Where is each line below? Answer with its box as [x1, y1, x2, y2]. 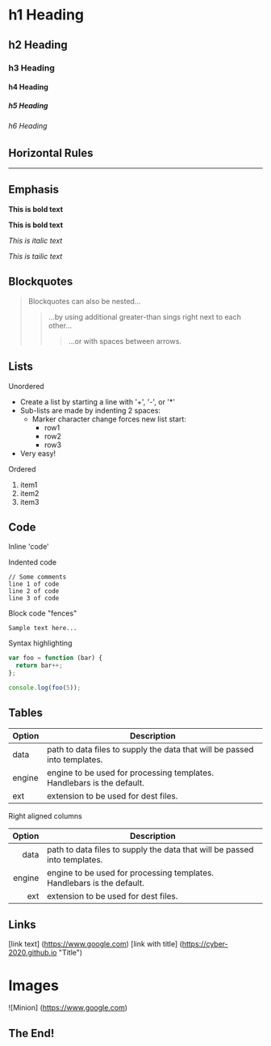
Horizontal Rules [8, 146, 94, 159]
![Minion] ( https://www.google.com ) [8, 1003, 127, 1013]
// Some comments [8, 573, 67, 582]
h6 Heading [8, 121, 48, 131]
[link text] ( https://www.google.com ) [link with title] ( [8, 939, 183, 949]
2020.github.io [8, 948, 57, 958]
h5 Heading [8, 100, 48, 110]
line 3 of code [8, 595, 60, 603]
